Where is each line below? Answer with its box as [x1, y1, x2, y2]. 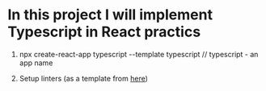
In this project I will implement [7, 6, 213, 24]
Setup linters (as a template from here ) [19, 73, 149, 83]
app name [19, 58, 53, 68]
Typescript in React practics [7, 23, 201, 41]
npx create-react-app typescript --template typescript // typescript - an [19, 49, 259, 59]
